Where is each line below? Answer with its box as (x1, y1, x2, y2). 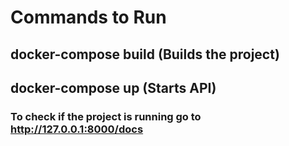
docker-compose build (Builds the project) (10, 46, 280, 63)
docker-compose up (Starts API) (10, 79, 217, 96)
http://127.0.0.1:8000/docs (10, 122, 144, 136)
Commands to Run (10, 6, 167, 29)
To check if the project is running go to (10, 109, 202, 123)
